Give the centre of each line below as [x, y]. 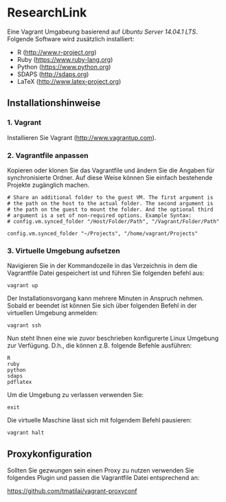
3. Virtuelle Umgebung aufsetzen [64, 251]
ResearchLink [47, 13]
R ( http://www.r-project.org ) [57, 52]
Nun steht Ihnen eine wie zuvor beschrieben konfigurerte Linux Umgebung [113, 339]
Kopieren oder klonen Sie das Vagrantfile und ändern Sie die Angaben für [111, 170]
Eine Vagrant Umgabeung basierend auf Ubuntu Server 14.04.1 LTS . [102, 32]
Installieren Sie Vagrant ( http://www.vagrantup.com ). [82, 137]
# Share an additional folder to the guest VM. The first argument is [110, 197]
